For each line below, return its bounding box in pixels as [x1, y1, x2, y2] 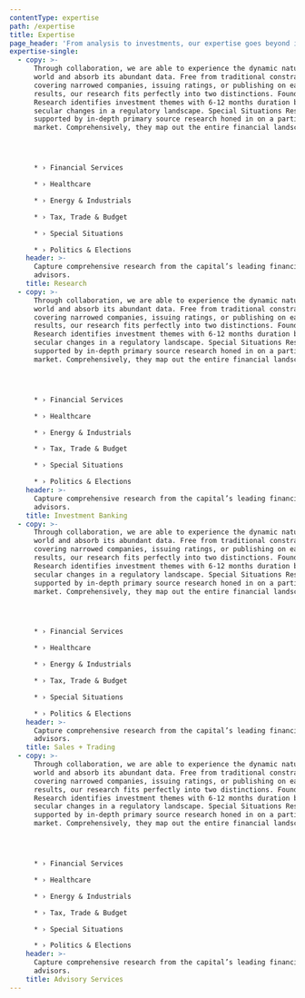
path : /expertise [9, 22, 75, 31]
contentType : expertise [9, 13, 100, 23]
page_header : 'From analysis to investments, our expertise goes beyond [9, 38, 290, 48]
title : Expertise [9, 30, 75, 39]
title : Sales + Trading [25, 743, 116, 752]
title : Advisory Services [25, 974, 124, 983]
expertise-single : [9, 47, 79, 56]
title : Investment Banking [25, 510, 128, 520]
